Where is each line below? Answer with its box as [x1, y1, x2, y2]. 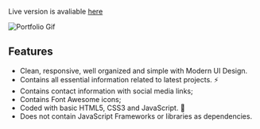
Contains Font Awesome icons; [19, 94, 122, 104]
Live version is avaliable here [8, 7, 103, 16]
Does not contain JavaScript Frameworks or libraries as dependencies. [19, 111, 253, 121]
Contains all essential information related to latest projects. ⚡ [19, 74, 219, 84]
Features [8, 45, 53, 59]
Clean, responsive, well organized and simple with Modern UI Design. [19, 66, 248, 75]
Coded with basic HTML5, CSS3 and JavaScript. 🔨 [19, 103, 185, 112]
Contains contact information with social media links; [19, 86, 193, 96]
